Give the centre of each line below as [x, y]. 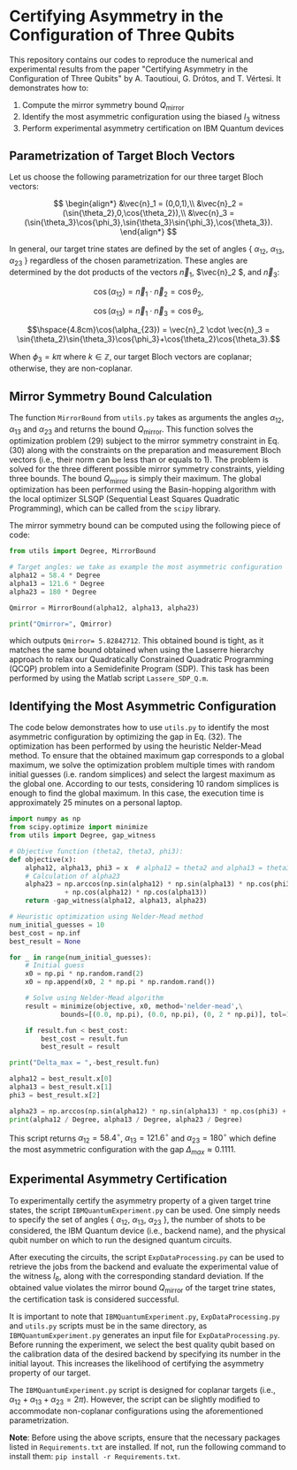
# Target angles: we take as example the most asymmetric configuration [146, 567]
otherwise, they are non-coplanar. [71, 368]
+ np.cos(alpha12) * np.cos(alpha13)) [136, 893]
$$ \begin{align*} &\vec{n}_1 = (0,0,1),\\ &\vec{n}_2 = [148, 204]
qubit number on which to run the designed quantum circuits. [121, 1240]
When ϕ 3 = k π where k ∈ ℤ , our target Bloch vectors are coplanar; [130, 358]
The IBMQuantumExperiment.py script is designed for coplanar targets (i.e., [142, 1389]
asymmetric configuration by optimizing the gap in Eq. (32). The [126, 737]
